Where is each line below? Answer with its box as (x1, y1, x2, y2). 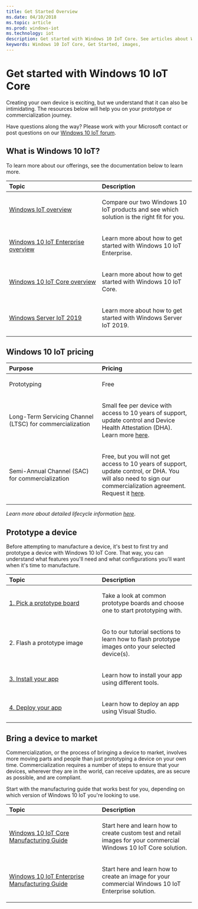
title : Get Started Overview (6, 8, 78, 15)
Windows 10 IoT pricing (6, 347, 94, 357)
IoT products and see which (102, 205, 179, 213)
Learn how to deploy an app (102, 700, 180, 708)
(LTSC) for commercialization (9, 420, 90, 428)
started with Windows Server (102, 314, 183, 322)
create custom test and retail (102, 829, 181, 837)
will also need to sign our (102, 475, 171, 483)
